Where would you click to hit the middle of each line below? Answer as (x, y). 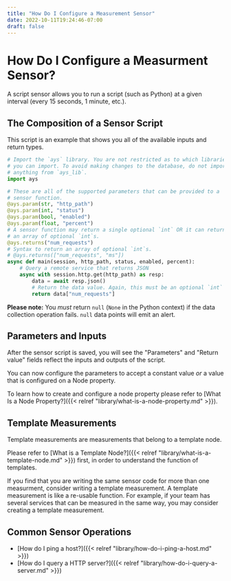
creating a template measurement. (56, 510)
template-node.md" (35, 460)
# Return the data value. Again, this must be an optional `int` (128, 287)
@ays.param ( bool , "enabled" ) (49, 217)
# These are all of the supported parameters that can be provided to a (113, 191)
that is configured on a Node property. (62, 380)
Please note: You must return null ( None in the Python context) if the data (111, 307)
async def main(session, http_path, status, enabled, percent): (101, 262)
